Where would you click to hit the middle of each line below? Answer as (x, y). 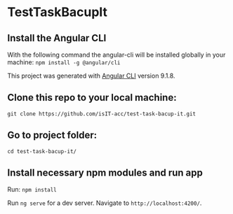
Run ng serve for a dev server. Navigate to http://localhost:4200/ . (105, 203)
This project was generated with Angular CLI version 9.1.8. (91, 76)
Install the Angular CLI (57, 38)
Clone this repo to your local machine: (92, 98)
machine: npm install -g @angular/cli (64, 62)
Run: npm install (32, 190)
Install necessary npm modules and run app (105, 173)
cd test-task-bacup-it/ (42, 151)
